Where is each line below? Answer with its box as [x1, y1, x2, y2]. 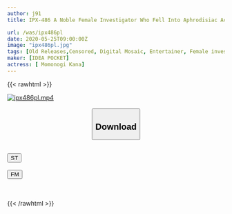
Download [95, 121, 137, 132]
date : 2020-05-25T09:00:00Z [7, 35, 88, 42]
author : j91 [7, 10, 41, 17]
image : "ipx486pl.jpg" [7, 42, 72, 49]
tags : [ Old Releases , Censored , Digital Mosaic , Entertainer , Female [7, 48, 209, 55]
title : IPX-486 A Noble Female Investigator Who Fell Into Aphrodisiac [7, 17, 217, 23]
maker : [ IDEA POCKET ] [7, 55, 70, 62]
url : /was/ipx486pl [7, 29, 64, 36]
